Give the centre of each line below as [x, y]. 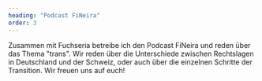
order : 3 [22, 23]
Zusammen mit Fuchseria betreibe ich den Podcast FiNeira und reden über [129, 45]
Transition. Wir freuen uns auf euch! [67, 70]
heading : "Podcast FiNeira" [54, 15]
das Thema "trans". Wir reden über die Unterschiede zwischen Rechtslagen [131, 53]
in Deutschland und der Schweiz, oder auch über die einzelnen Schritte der [130, 62]
